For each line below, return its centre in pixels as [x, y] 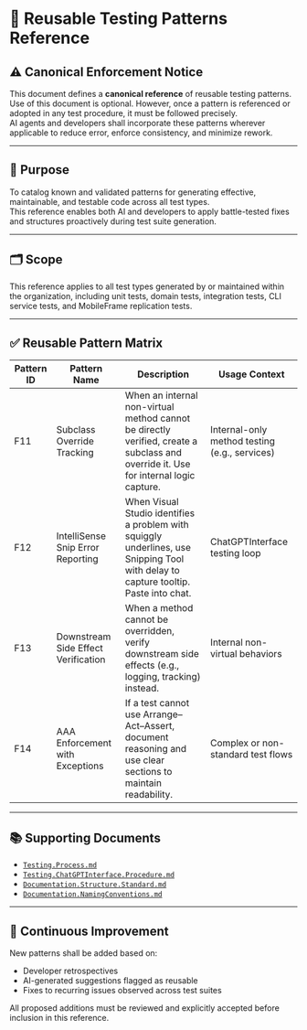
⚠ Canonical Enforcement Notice [106, 72]
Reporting [77, 559]
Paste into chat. [158, 594]
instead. [142, 688]
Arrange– [163, 714]
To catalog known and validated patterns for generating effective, [133, 192]
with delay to [152, 571]
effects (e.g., [152, 665]
